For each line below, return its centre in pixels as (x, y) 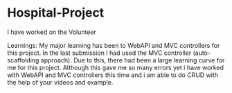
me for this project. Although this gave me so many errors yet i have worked (115, 67)
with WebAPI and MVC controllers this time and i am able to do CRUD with (113, 75)
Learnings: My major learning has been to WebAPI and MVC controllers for (114, 45)
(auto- (202, 53)
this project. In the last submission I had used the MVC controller (99, 53)
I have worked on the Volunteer (52, 32)
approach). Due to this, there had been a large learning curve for (133, 60)
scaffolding (23, 60)
